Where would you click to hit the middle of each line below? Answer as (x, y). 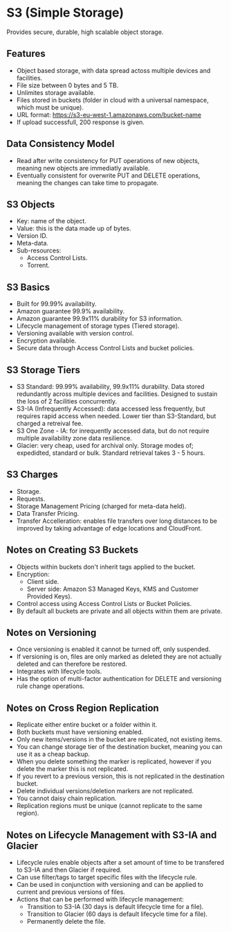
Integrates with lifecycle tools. (59, 671)
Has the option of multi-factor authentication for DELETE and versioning (119, 679)
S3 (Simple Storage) (65, 13)
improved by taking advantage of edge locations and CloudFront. (109, 528)
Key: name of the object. (52, 221)
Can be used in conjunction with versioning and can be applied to (110, 885)
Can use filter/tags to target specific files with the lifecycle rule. (107, 877)
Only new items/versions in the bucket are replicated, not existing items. (119, 739)
